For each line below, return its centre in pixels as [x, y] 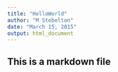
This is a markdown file [59, 61]
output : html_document [40, 33]
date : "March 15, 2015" [42, 27]
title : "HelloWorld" [38, 14]
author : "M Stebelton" [40, 20]
